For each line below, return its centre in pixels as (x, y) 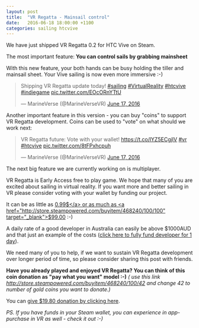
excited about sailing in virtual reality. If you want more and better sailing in (97, 187)
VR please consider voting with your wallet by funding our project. (87, 193)
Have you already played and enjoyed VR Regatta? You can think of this (96, 270)
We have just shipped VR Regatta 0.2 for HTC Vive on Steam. (81, 45)
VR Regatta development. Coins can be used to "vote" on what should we (96, 122)
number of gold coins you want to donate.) (58, 289)
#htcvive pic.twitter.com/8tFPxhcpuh (66, 146)
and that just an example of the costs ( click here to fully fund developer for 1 (99, 235)
